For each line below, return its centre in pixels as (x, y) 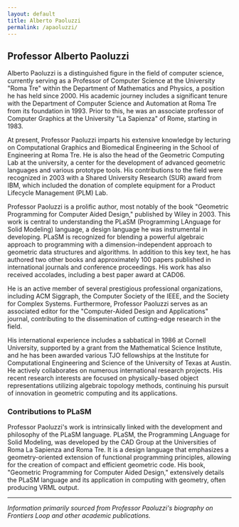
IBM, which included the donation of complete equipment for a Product (111, 185)
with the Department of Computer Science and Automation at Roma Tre (112, 103)
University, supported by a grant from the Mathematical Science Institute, (115, 348)
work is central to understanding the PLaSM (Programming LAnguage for (115, 222)
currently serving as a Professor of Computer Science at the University (111, 81)
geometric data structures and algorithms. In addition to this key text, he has (119, 252)
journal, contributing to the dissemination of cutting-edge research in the (114, 319)
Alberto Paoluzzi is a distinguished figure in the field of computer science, (116, 73)
